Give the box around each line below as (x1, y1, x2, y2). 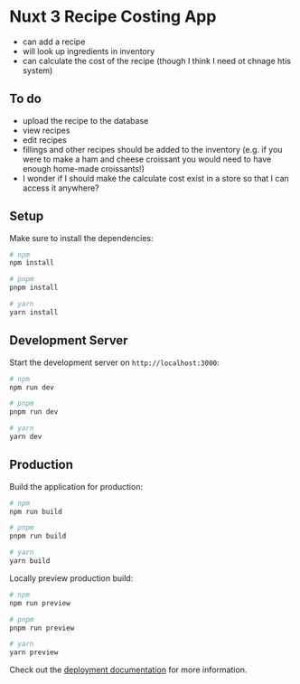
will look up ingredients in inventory (22, 45, 155, 56)
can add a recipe (22, 36, 86, 47)
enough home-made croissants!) (22, 163, 145, 173)
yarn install (9, 307, 59, 317)
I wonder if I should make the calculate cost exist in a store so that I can (22, 173, 289, 183)
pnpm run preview (9, 623, 75, 632)
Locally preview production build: (9, 572, 134, 584)
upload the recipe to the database (22, 115, 149, 126)
